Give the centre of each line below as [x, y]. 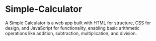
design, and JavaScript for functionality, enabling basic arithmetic [73, 28]
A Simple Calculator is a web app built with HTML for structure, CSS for [78, 23]
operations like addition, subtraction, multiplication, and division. [71, 33]
